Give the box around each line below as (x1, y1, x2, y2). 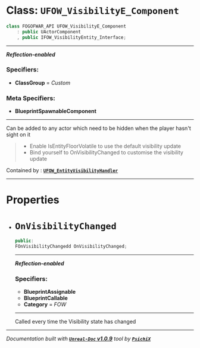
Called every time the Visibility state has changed (14, 318, 136, 325)
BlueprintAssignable (23, 288, 76, 296)
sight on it (6, 131, 31, 138)
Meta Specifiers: (6, 94, 55, 102)
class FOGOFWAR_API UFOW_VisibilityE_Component (6, 23, 127, 29)
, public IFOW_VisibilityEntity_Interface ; (17, 34, 127, 41)
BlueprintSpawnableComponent (14, 108, 97, 115)
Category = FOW (23, 301, 67, 308)
